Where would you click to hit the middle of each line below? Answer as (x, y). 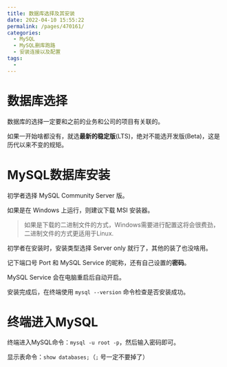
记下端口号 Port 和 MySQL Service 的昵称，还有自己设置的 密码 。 (99, 262)
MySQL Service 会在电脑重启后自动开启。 (66, 277)
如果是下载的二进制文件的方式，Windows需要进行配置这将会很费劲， (121, 224)
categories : (24, 33)
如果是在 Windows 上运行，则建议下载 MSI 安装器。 (80, 210)
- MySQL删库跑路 (35, 45)
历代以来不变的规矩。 (37, 145)
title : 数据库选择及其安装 (41, 13)
